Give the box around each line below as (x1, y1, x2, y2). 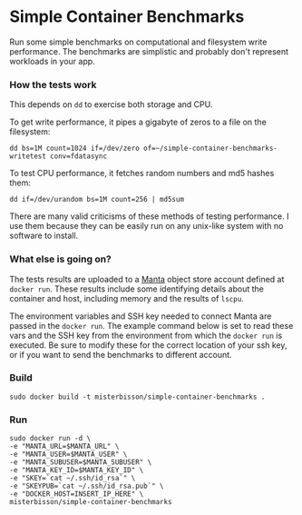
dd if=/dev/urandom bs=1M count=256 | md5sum (9, 195, 184, 204)
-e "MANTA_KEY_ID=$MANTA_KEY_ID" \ (9, 466, 144, 475)
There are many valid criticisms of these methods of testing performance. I (9, 211, 289, 222)
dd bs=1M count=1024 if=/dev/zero (9, 144, 141, 154)
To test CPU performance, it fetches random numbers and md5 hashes (9, 168, 275, 179)
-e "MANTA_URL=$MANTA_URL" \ (9, 442, 120, 451)
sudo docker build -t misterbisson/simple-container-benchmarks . (9, 392, 266, 401)
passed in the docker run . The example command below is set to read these (9, 320, 294, 331)
